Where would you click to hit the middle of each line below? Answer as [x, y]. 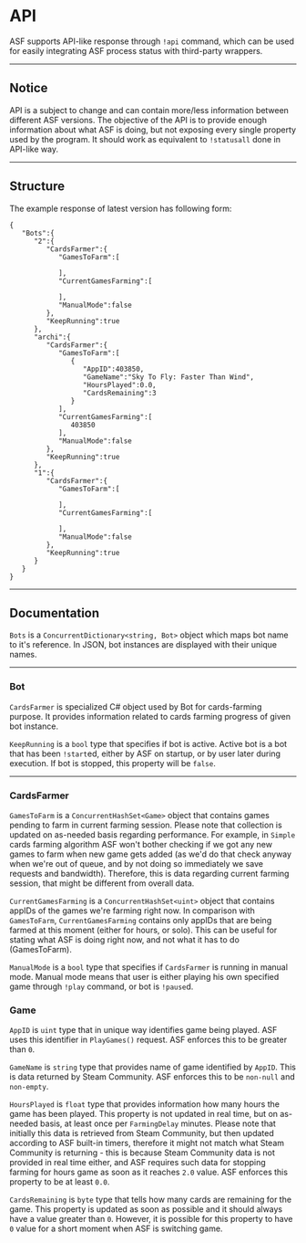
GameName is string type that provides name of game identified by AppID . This [153, 1067]
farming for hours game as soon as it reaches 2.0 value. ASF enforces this [149, 1172]
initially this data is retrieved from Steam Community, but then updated [142, 1133]
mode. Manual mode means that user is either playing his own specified [144, 976]
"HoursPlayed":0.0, [119, 384]
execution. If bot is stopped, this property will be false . [112, 763]
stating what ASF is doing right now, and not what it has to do [124, 939]
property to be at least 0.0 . [60, 1182]
